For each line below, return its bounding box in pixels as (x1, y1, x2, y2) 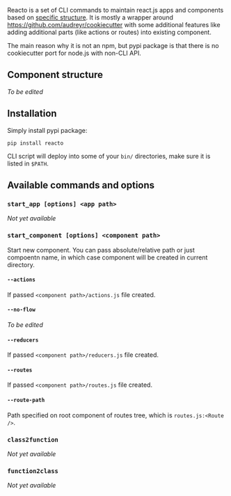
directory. (7, 260, 35, 269)
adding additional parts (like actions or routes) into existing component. (7, 28, 212, 36)
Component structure (7, 69, 103, 81)
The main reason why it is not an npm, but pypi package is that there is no (7, 42, 219, 49)
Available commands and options (7, 179, 155, 191)
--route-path (7, 397, 45, 404)
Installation (7, 108, 57, 120)
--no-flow (7, 306, 36, 314)
